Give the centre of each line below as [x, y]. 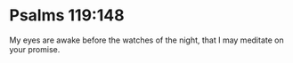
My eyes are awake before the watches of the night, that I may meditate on [146, 40]
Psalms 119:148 [67, 16]
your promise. [35, 49]
